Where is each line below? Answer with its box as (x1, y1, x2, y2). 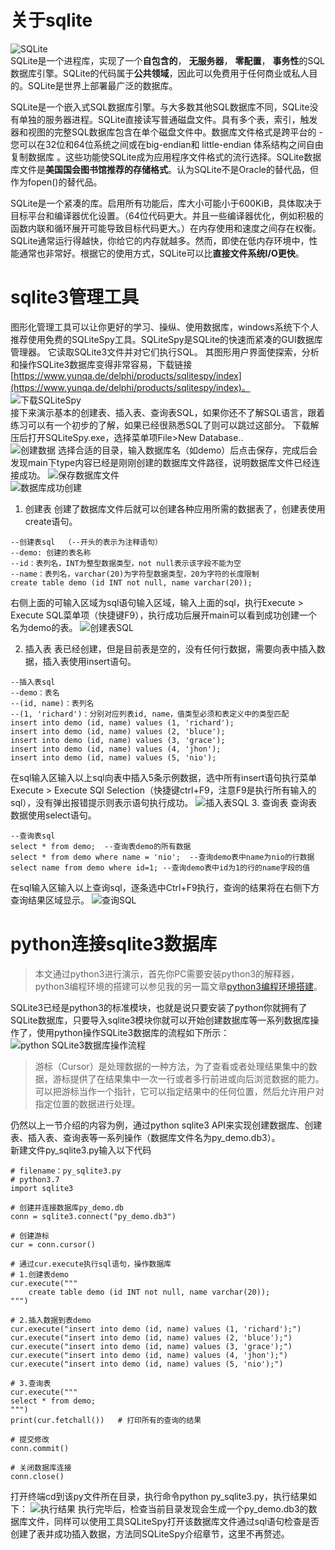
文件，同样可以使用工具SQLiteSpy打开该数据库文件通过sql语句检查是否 (27, 1515, 320, 1527)
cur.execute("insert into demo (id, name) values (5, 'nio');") (10, 1359, 284, 1369)
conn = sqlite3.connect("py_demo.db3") (10, 1211, 177, 1221)
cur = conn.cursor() (10, 1239, 97, 1250)
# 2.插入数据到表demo (10, 1315, 92, 1325)
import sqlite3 (10, 1183, 74, 1193)
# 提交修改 (10, 1434, 50, 1445)
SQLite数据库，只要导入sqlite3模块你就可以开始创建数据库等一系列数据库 (10, 1014, 311, 1026)
